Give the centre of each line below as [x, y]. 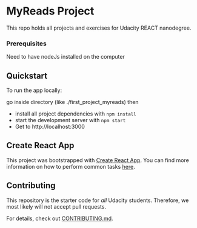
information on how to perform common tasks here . [71, 166]
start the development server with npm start [70, 120]
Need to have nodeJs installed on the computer [66, 57]
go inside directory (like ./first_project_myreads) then [72, 102]
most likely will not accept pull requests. [56, 206]
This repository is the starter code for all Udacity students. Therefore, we [98, 200]
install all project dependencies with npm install [75, 114]
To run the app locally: [34, 90]
